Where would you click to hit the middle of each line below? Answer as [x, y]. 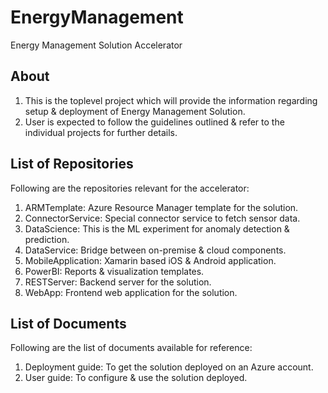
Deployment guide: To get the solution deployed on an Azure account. [169, 367]
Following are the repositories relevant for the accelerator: [130, 188]
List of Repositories [72, 164]
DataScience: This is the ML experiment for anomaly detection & [157, 228]
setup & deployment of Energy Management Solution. [135, 111]
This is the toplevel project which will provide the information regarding [171, 100]
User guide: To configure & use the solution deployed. [136, 378]
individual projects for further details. [101, 132]
